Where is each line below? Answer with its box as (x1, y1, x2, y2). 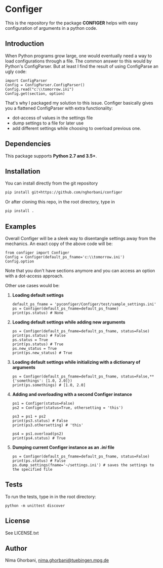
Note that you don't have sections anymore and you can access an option (5, 267, 156, 273)
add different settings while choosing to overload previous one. (12, 125, 141, 131)
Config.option (5, 259, 35, 264)
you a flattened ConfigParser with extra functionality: (5, 105, 113, 111)
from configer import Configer (5, 250, 70, 255)
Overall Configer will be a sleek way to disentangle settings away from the (5, 235, 156, 241)
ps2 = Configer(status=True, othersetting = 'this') (12, 405, 123, 410)
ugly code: (5, 68, 27, 74)
